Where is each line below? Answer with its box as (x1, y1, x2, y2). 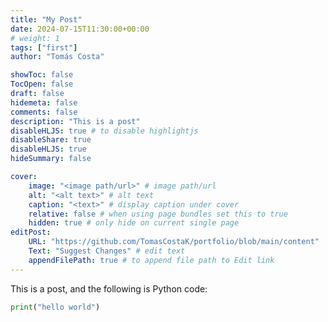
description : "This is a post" (10, 116, 141, 126)
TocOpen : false (10, 79, 74, 90)
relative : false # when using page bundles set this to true (28, 209, 288, 219)
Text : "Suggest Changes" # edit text (28, 246, 186, 256)
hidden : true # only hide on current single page (28, 218, 240, 228)
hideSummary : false (10, 154, 92, 164)
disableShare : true (10, 135, 92, 145)
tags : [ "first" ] (10, 42, 78, 53)
